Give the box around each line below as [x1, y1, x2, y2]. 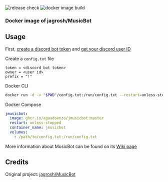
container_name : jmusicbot [9, 125, 66, 130]
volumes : [9, 130, 28, 135]
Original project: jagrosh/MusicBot [5, 171, 76, 177]
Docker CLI [5, 82, 28, 88]
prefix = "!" [5, 74, 32, 79]
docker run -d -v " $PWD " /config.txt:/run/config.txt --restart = [5, 92, 142, 97]
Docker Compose [5, 101, 41, 107]
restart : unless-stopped [9, 120, 61, 125]
